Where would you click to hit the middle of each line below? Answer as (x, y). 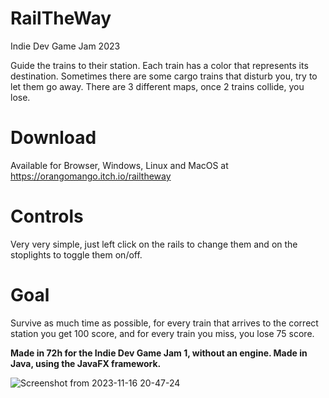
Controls (47, 216)
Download (53, 138)
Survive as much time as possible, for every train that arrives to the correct (164, 323)
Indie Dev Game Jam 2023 (65, 46)
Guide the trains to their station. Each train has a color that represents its (159, 65)
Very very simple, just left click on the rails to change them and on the (154, 244)
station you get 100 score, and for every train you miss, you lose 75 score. (162, 333)
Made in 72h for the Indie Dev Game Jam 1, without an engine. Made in (159, 353)
